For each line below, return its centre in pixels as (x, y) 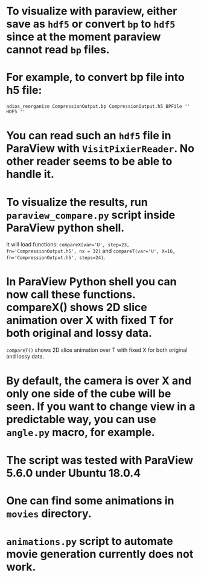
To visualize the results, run (77, 202)
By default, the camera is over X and (99, 381)
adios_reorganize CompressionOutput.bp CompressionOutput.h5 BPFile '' (98, 107)
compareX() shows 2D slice (77, 308)
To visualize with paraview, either (92, 11)
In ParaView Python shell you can (91, 282)
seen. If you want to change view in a (101, 407)
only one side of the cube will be (89, 394)
